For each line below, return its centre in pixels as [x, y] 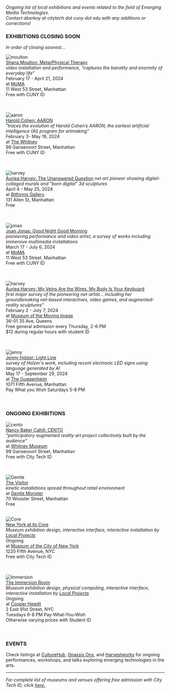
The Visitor [17, 482]
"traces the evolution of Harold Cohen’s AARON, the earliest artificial [77, 126]
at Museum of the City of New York [42, 546]
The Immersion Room [28, 582]
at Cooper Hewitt [23, 604]
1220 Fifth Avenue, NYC [30, 551]
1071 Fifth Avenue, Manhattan [36, 385]
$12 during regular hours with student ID [48, 332]
